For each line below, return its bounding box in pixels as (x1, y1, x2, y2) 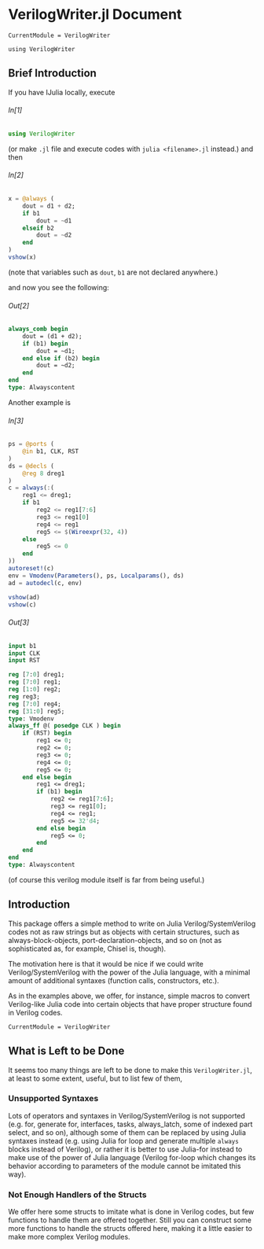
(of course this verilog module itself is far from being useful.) (8, 875, 205, 884)
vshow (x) (8, 253, 37, 261)
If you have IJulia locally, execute (8, 87, 115, 97)
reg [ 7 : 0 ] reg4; (8, 700, 61, 708)
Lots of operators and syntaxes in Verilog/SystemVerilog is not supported (8, 1111, 246, 1120)
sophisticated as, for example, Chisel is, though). (8, 944, 167, 953)
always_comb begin (8, 325, 68, 333)
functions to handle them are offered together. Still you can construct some (8, 1215, 251, 1225)
